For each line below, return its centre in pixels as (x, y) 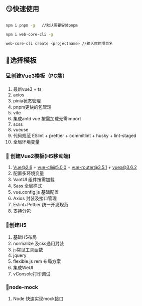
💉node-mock (22, 287)
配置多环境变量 (28, 173)
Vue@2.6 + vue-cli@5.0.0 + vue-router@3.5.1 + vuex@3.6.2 (75, 168)
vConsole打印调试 (32, 274)
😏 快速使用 (22, 9)
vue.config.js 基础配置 (36, 192)
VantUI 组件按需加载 (34, 180)
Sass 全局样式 (27, 186)
